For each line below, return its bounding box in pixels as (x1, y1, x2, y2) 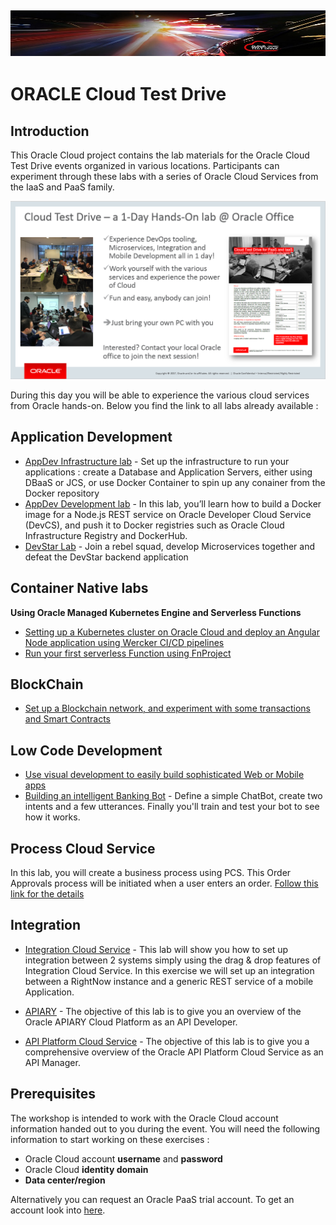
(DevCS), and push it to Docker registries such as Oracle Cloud (24, 519, 285, 531)
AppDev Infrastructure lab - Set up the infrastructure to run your (24, 455, 290, 467)
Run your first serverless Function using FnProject (24, 647, 232, 659)
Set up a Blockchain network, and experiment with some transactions (24, 702, 311, 715)
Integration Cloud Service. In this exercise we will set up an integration (24, 964, 315, 976)
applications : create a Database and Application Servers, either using (24, 466, 313, 478)
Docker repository (24, 487, 100, 499)
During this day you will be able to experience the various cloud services (10, 389, 310, 401)
